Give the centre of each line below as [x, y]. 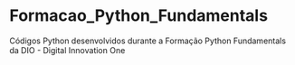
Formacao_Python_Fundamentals [139, 16]
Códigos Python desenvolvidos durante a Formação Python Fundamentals [148, 41]
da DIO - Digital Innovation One [67, 50]
